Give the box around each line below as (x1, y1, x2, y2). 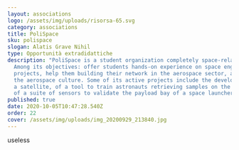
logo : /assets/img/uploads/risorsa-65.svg (7, 17, 135, 24)
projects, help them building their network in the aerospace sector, (14, 70, 228, 77)
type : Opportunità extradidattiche (7, 50, 113, 58)
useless (7, 136, 31, 144)
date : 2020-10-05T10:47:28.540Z (7, 103, 103, 110)
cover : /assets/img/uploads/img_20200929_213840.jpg (7, 116, 167, 123)
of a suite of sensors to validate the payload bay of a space (14, 90, 205, 97)
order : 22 (7, 109, 37, 117)
